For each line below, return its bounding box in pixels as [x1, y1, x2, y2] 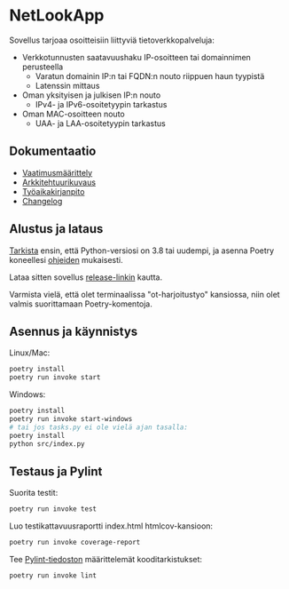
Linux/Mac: [9, 347, 51, 358]
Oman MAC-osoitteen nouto [21, 108, 126, 119]
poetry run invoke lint [9, 571, 98, 580]
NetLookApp [9, 5, 105, 26]
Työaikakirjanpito [21, 186, 85, 196]
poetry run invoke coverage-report [9, 538, 141, 547]
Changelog [21, 195, 63, 206]
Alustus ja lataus [9, 221, 104, 236]
